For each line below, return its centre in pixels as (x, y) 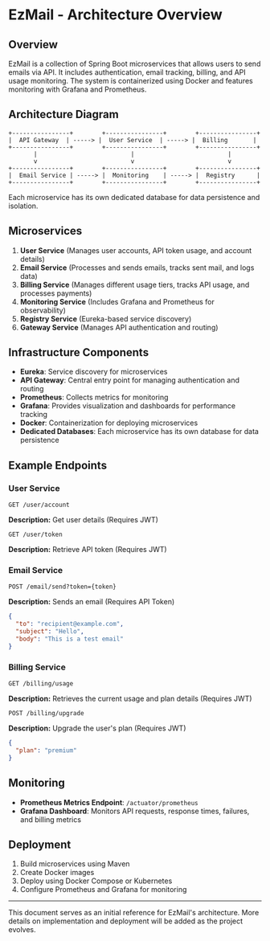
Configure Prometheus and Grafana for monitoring (103, 890)
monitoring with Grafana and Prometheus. (78, 89)
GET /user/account (39, 505)
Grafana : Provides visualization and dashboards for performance (127, 406)
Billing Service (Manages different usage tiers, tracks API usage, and (135, 284)
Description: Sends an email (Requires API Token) (92, 602)
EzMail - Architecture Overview (115, 15)
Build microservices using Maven (75, 864)
